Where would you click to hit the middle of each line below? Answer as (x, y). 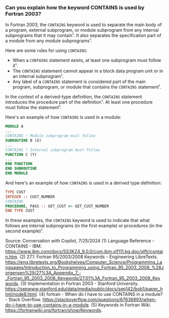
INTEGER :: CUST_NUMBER (30, 197)
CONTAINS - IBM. (24, 246)
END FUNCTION (19, 164)
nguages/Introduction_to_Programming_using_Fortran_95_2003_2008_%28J (84, 268)
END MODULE (17, 173)
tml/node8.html (21, 294)
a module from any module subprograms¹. (49, 41)
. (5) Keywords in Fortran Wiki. (120, 305)
